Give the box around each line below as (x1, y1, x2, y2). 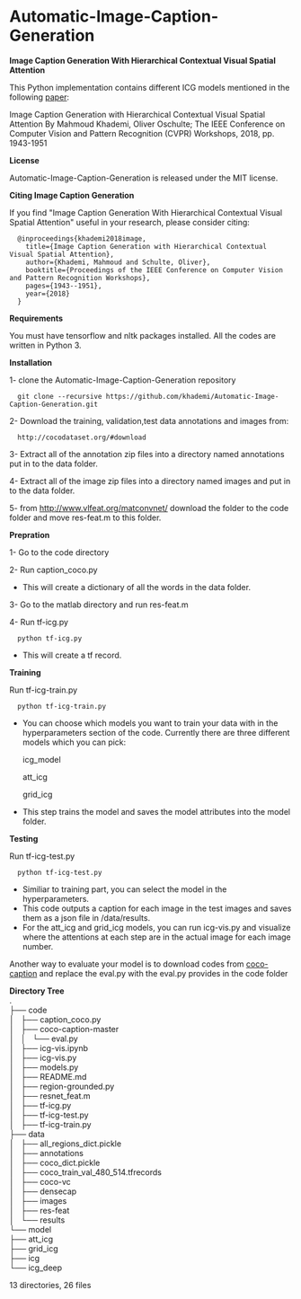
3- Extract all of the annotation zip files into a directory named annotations (9, 448, 285, 459)
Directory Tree (9, 985, 65, 996)
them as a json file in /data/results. (22, 912, 151, 923)
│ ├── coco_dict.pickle (9, 1157, 101, 1168)
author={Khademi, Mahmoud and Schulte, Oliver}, (25, 258, 211, 267)
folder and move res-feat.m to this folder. (9, 512, 162, 523)
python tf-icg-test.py (17, 868, 102, 877)
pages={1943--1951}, (25, 281, 102, 290)
